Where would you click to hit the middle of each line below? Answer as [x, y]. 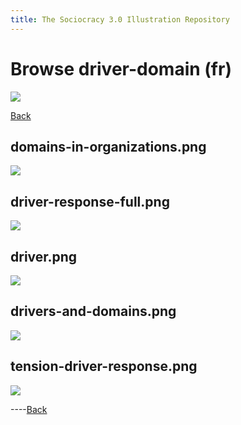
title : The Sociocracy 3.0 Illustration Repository [120, 19]
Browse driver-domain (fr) [121, 68]
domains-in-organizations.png [108, 146]
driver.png [44, 256]
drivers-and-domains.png [93, 311]
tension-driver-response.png [104, 366]
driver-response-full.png [90, 201]
